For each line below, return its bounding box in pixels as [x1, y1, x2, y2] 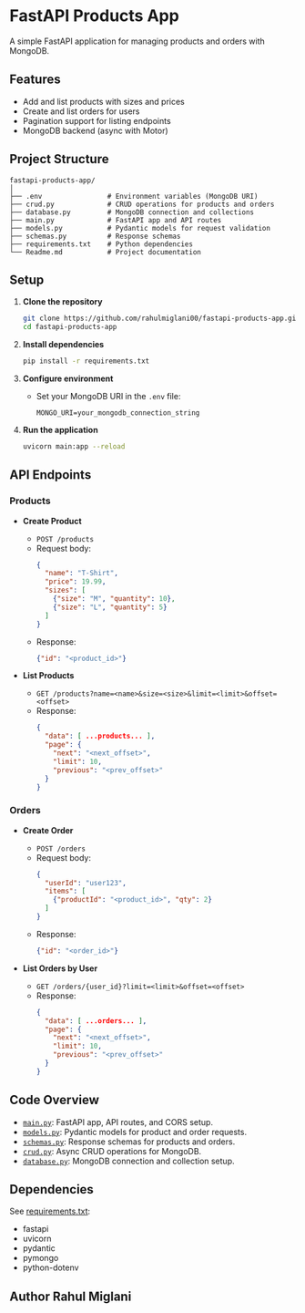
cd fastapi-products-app [22, 323, 117, 332]
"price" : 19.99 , [44, 577, 107, 586]
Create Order [22, 824, 74, 835]
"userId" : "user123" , [44, 878, 127, 887]
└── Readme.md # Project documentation [9, 247, 202, 256]
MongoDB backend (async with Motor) [22, 125, 168, 136]
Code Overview [9, 1092, 100, 1108]
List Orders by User [22, 963, 98, 974]
